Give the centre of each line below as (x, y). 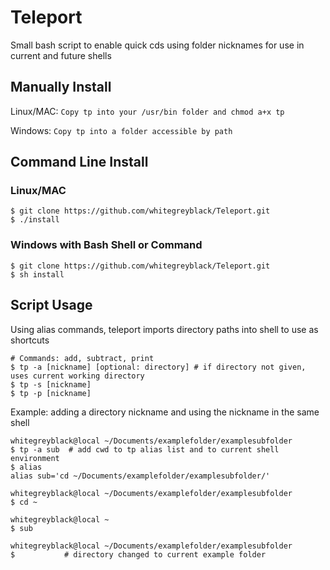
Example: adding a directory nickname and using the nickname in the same (165, 412)
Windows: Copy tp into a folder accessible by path (121, 130)
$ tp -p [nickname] (51, 393)
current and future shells (61, 55)
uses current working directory (77, 376)
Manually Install (61, 87)
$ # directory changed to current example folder (138, 554)
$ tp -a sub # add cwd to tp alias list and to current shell (145, 449)
